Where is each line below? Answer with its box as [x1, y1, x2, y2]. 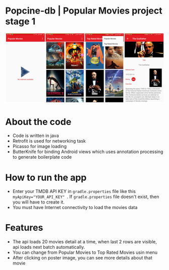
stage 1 [5, 16, 36, 27]
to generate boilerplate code [12, 154, 72, 160]
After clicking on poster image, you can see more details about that [12, 255, 152, 261]
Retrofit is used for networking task [12, 138, 86, 144]
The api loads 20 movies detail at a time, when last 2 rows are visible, [12, 239, 157, 245]
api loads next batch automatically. [12, 244, 85, 250]
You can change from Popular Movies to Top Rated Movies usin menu [12, 249, 158, 255]
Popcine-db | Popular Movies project [5, 5, 162, 17]
